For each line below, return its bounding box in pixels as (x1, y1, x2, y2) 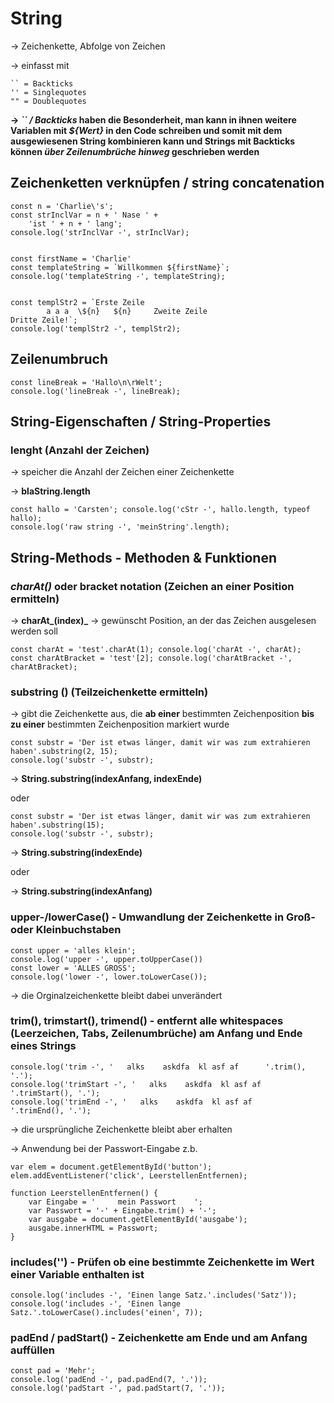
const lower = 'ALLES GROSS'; (10, 963, 137, 973)
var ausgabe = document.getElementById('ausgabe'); (28, 1214, 248, 1224)
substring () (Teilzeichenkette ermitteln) (10, 685, 209, 699)
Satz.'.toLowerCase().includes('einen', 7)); (10, 1308, 203, 1318)
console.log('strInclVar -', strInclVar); (10, 227, 190, 237)
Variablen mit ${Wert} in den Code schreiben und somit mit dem (10, 124, 283, 136)
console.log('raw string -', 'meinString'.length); (10, 522, 230, 532)
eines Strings (10, 1039, 77, 1053)
